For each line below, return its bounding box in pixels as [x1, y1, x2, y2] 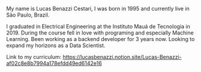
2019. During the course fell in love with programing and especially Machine [6, 29, 194, 36]
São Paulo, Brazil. [6, 11, 50, 18]
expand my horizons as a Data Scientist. [6, 42, 106, 49]
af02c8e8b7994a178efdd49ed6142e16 [6, 60, 102, 67]
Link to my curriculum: [6, 54, 62, 60]
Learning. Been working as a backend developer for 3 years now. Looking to [6, 36, 195, 42]
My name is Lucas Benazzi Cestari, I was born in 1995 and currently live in [6, 5, 190, 12]
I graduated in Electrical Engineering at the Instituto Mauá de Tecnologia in [6, 23, 190, 30]
